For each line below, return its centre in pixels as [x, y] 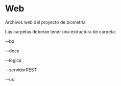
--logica [13, 60]
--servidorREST [21, 70]
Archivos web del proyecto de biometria [45, 22]
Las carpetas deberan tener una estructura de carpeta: [60, 31]
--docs [12, 51]
